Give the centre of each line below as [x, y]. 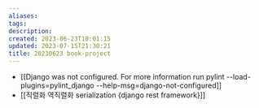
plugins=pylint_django [57, 85]
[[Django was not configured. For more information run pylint [122, 77]
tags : [18, 24]
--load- [238, 77]
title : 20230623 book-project [60, 54]
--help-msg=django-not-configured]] [159, 85]
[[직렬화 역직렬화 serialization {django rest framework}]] [113, 95]
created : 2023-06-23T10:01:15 [60, 39]
